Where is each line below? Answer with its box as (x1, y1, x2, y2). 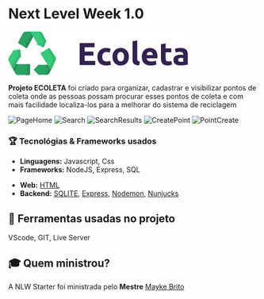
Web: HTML (19, 180, 60, 190)
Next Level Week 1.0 (8, 5, 144, 23)
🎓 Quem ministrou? (8, 257, 111, 270)
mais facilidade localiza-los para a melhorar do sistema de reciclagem (8, 100, 237, 109)
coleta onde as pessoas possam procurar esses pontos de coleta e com (8, 91, 244, 101)
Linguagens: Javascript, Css (19, 156, 115, 167)
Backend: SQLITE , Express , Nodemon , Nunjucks (19, 189, 179, 198)
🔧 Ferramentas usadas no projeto (8, 212, 176, 225)
